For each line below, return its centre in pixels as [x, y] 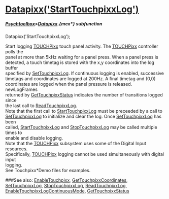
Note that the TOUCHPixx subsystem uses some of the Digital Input [76, 144]
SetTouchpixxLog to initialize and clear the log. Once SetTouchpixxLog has [83, 117]
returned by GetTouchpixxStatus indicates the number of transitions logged [84, 95]
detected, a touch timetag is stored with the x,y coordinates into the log [80, 62]
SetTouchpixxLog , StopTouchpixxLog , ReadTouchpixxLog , [66, 186]
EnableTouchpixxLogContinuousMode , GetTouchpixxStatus [67, 191]
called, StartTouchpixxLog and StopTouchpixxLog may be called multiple [81, 127]
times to [14, 132]
